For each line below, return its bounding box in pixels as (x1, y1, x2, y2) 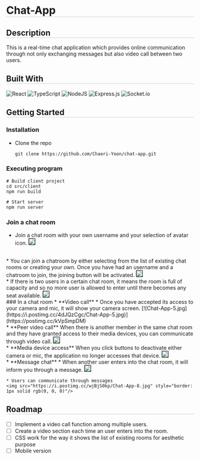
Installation (6, 126, 40, 134)
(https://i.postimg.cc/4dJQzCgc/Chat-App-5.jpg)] (6, 311, 128, 318)
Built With (6, 74, 43, 84)
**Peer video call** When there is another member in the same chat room (10, 324, 193, 331)
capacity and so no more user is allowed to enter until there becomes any (6, 284, 186, 291)
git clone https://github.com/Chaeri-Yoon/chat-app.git (14, 150, 157, 157)
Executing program (6, 165, 63, 173)
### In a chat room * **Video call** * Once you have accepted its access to (6, 298, 193, 306)
